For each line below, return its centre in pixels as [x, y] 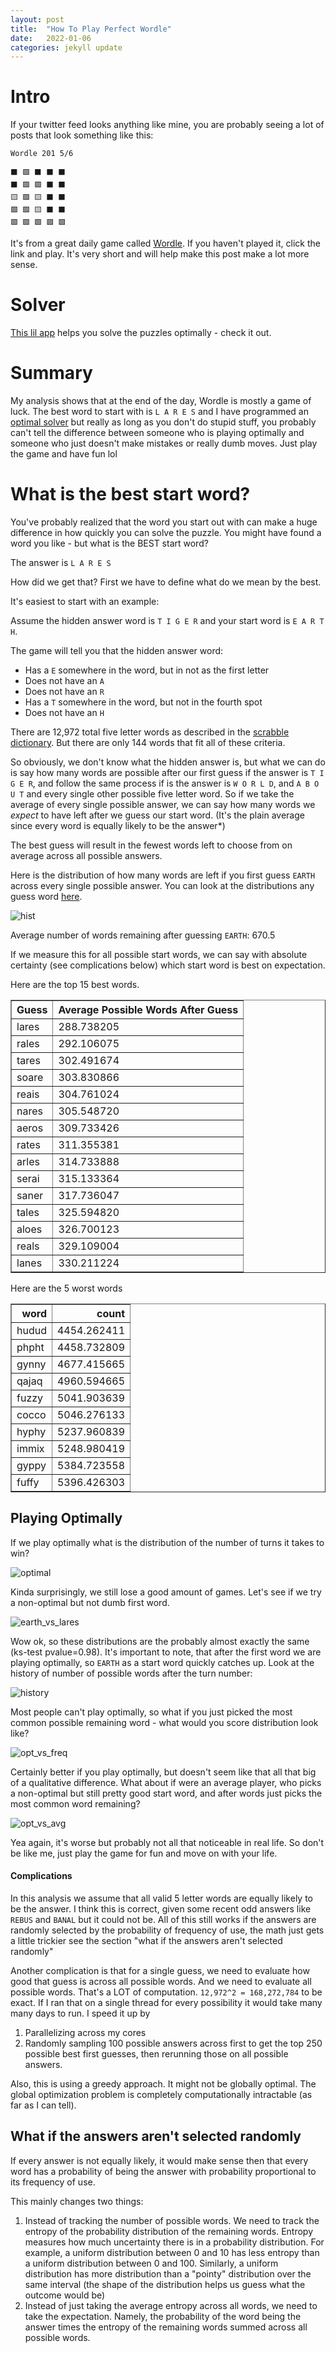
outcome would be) [65, 2295]
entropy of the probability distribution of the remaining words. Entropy [169, 2231]
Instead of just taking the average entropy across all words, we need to [171, 2305]
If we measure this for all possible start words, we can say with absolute [159, 954]
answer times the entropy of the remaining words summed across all [166, 2327]
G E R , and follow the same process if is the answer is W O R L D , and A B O [165, 783]
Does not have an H [64, 712]
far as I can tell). [43, 2105]
